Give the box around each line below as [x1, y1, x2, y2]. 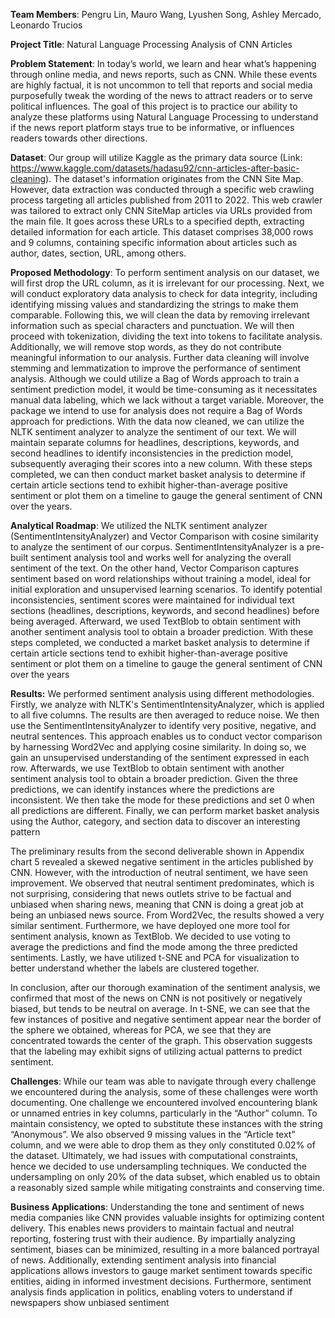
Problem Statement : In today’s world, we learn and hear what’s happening [10, 58, 317, 69]
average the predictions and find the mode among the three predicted [10, 941, 298, 953]
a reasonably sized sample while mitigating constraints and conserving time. [10, 1182, 325, 1193]
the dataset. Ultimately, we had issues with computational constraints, [10, 1150, 299, 1161]
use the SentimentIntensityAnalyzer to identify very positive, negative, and [10, 720, 317, 731]
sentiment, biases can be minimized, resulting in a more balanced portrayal [10, 1244, 320, 1255]
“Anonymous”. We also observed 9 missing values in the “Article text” [10, 1129, 296, 1140]
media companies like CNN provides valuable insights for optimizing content [10, 1212, 325, 1223]
